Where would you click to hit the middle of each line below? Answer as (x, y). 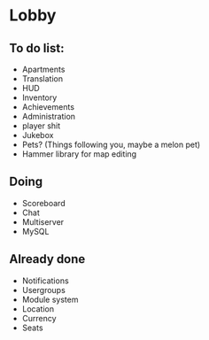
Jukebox (38, 135)
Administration (49, 116)
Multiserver (43, 221)
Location (38, 309)
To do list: (37, 48)
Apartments (43, 69)
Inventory (39, 97)
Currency (39, 318)
